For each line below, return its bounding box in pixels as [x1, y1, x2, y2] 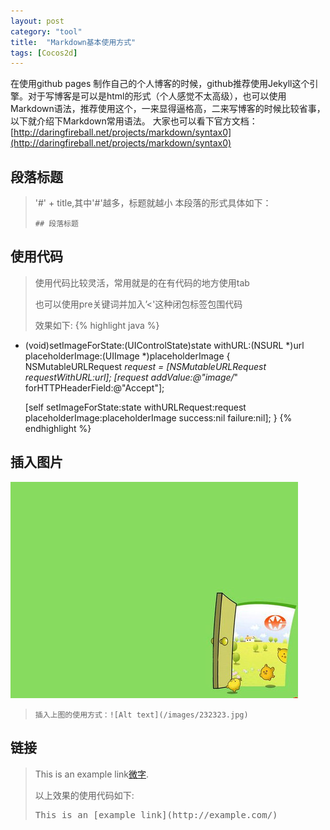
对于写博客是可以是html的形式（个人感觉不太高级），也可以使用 [27, 90, 287, 102]
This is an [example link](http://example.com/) [34, 809, 278, 820]
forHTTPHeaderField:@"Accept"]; [24, 381, 165, 394]
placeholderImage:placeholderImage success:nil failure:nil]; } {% [24, 411, 293, 424]
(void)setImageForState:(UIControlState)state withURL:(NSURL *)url [24, 339, 305, 351]
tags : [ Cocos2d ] [10, 48, 78, 58]
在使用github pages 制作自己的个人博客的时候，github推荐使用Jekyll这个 [10, 78, 310, 90]
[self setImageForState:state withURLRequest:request [24, 401, 247, 413]
